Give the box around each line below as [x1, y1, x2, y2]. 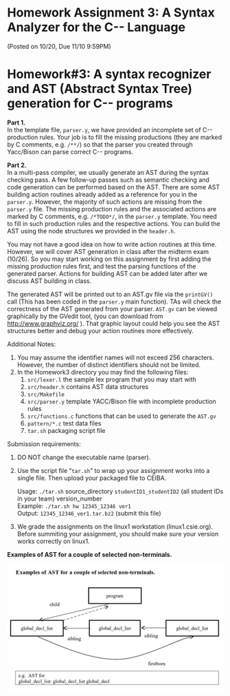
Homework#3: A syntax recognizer [7, 67, 211, 82]
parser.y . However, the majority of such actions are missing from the [7, 198, 203, 206]
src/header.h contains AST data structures [27, 382, 149, 390]
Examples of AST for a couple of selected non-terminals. [7, 550, 173, 558]
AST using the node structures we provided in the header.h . [7, 226, 176, 235]
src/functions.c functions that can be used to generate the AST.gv [27, 412, 216, 420]
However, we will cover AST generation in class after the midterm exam [7, 247, 209, 255]
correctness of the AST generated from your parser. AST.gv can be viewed [7, 304, 218, 313]
